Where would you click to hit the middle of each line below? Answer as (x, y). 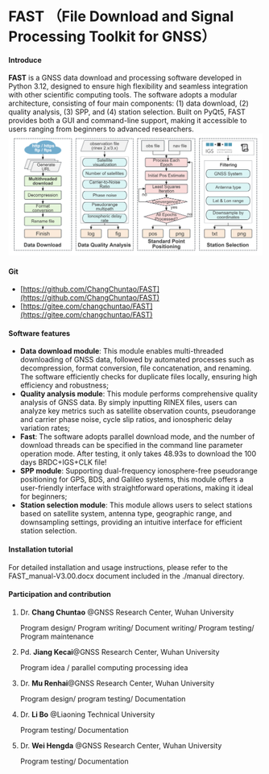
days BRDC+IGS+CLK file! (63, 462)
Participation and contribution (60, 594)
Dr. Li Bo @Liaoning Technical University (87, 714)
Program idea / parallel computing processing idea (104, 667)
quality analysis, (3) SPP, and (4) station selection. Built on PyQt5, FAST (127, 112)
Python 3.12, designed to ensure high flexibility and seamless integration (128, 86)
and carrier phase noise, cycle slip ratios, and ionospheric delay (126, 420)
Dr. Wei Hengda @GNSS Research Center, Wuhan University (121, 745)
